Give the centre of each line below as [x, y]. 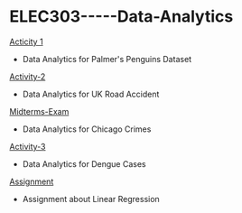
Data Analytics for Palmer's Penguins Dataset [107, 59]
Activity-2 [28, 76]
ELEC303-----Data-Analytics [121, 17]
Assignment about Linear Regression [91, 199]
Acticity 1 [26, 42]
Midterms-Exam [39, 111]
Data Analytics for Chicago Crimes [87, 129]
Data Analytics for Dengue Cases [84, 163]
